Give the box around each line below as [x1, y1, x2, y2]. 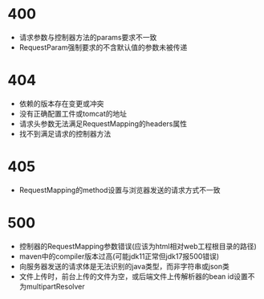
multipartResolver [26, 281, 85, 291]
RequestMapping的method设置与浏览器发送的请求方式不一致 [18, 185, 221, 195]
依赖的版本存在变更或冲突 [18, 98, 104, 109]
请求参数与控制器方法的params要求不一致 [18, 32, 157, 42]
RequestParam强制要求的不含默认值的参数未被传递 [18, 42, 188, 52]
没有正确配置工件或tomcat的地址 [18, 109, 128, 118]
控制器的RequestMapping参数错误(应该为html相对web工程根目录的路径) [18, 241, 258, 251]
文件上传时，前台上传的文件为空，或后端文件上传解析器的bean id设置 [18, 271, 248, 281]
